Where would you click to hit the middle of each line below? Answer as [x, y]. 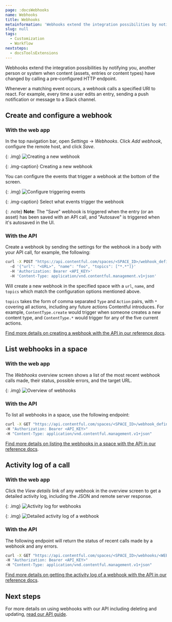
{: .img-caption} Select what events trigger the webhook [65, 202]
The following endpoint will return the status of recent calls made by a [79, 540]
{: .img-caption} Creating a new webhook [49, 167]
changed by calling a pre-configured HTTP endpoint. [61, 78]
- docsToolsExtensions [34, 53]
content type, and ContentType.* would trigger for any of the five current [82, 317]
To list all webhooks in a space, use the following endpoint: [67, 415]
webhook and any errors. [32, 546]
